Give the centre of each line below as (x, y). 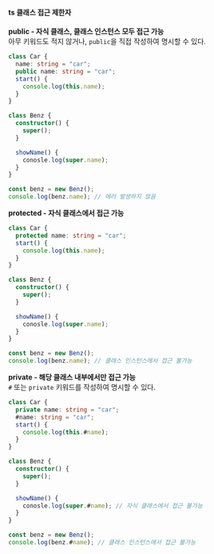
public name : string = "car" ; (65, 71)
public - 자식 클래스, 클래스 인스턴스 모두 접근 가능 (86, 31)
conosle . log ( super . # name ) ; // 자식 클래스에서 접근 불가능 (113, 506)
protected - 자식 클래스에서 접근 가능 (66, 213)
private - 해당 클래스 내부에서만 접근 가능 (72, 377)
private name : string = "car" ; (67, 409)
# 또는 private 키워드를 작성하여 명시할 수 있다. (82, 387)
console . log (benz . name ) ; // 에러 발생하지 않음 (82, 197)
